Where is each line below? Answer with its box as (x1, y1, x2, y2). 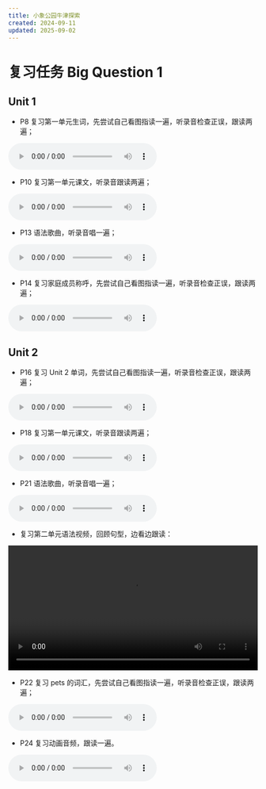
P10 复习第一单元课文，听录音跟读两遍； (19, 178, 152, 187)
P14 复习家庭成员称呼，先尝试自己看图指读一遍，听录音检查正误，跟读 (19, 278, 249, 288)
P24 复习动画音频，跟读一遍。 (19, 738, 119, 748)
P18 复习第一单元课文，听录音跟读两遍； (19, 428, 152, 438)
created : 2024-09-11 (8, 19, 77, 27)
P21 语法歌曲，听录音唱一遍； (19, 479, 117, 488)
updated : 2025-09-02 (8, 26, 77, 34)
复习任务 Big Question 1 (8, 63, 163, 81)
